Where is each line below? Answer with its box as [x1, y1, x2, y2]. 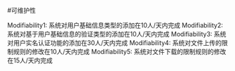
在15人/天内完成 [7, 56, 53, 65]
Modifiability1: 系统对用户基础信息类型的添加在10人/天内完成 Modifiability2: [7, 21, 223, 30]
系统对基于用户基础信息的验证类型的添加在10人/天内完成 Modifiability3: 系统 [7, 30, 227, 38]
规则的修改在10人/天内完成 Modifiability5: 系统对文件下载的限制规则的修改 [13, 48, 227, 56]
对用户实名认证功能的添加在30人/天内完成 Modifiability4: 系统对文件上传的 [7, 39, 222, 47]
